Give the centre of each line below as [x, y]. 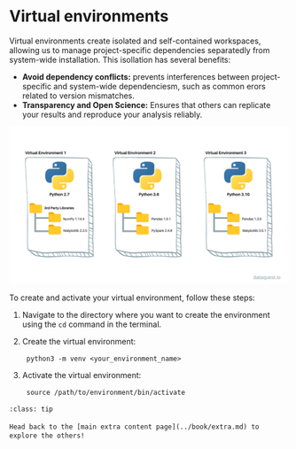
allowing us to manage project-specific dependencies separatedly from [140, 50]
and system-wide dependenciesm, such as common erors [159, 86]
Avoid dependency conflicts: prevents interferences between [136, 76]
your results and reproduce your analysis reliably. [112, 114]
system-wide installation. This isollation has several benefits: [120, 59]
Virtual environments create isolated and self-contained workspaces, [135, 41]
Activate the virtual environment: [82, 375]
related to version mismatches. [78, 96]
